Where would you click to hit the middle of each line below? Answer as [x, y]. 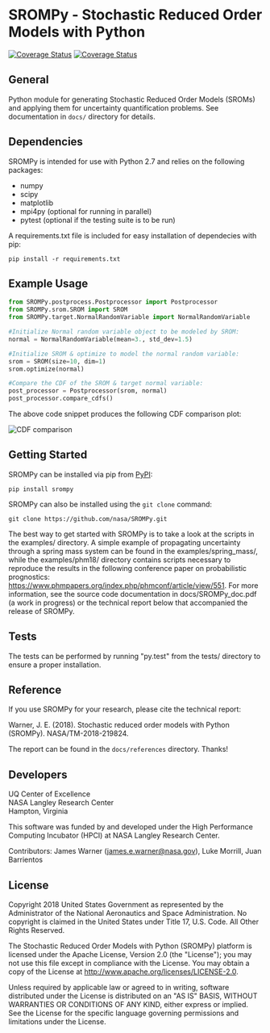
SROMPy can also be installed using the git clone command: [110, 504]
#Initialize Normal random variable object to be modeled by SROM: [124, 332]
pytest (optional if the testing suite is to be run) [98, 220]
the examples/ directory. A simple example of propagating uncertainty [125, 542]
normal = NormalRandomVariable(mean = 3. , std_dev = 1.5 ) [101, 339]
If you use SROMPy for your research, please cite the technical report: [125, 709]
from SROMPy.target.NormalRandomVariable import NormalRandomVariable [129, 317]
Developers [38, 774]
